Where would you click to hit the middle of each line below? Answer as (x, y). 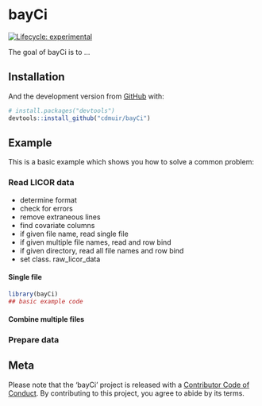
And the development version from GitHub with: (86, 96)
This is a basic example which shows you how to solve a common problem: (131, 162)
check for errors (46, 208)
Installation (37, 77)
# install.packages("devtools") (62, 110)
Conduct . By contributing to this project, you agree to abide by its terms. (126, 393)
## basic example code (46, 301)
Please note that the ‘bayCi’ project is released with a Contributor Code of (129, 385)
